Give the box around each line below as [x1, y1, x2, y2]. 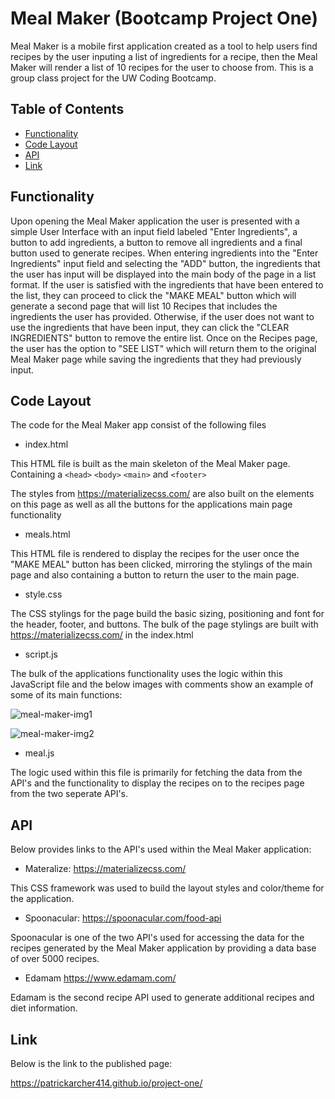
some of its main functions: [10, 689, 123, 701]
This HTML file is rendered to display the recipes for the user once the [10, 548, 300, 560]
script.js [24, 648, 58, 661]
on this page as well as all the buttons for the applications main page [10, 498, 293, 511]
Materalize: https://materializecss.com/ [24, 863, 187, 875]
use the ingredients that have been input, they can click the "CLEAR [10, 321, 290, 333]
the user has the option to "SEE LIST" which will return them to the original [10, 342, 317, 354]
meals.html [24, 528, 71, 541]
